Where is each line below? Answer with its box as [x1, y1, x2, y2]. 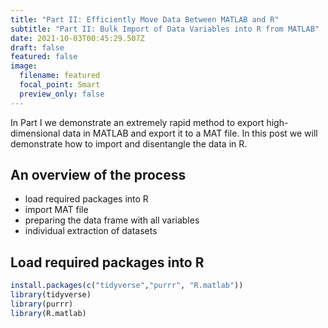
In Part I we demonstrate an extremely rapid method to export [10, 116, 265, 128]
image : [10, 61, 38, 71]
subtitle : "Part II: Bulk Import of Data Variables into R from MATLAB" [10, 24, 320, 34]
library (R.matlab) [10, 308, 87, 318]
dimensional [10, 127, 61, 139]
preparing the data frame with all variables [24, 214, 200, 226]
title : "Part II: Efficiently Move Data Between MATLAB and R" [10, 14, 280, 25]
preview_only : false [19, 89, 105, 99]
